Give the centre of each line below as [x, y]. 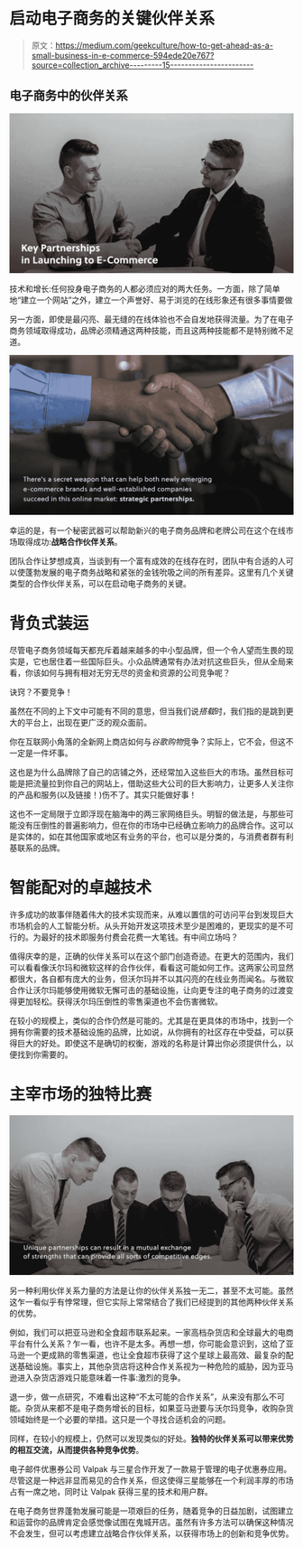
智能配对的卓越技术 [81, 887]
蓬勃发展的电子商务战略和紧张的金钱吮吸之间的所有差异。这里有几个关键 [159, 572]
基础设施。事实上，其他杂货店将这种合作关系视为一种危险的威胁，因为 [147, 1366]
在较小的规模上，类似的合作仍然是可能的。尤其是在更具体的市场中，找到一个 [151, 1020]
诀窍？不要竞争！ [41, 691]
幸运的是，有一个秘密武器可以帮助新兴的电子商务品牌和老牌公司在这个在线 [147, 530]
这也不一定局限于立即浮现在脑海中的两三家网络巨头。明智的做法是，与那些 [147, 813]
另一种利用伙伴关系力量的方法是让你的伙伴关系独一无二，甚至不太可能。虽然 [151, 1290]
